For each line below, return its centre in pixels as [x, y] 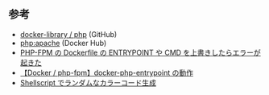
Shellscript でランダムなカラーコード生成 [88, 82]
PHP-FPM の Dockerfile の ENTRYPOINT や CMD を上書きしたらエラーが [141, 52]
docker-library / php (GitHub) [68, 34]
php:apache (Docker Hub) [63, 43]
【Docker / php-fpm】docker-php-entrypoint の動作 [106, 72]
